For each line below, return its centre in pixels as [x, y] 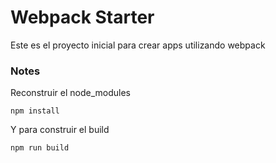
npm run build [40, 148]
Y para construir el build [60, 130]
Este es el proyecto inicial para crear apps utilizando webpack [138, 45]
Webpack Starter [82, 17]
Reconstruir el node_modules [70, 93]
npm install [35, 111]
